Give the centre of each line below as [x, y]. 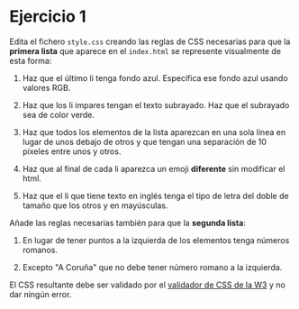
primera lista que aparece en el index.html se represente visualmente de [145, 50]
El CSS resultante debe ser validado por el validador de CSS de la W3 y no [147, 285]
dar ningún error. [41, 294]
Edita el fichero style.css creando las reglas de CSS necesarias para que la [150, 41]
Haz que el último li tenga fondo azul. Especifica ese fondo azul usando [155, 77]
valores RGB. [46, 87]
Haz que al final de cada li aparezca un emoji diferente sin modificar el [154, 168]
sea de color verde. [58, 114]
